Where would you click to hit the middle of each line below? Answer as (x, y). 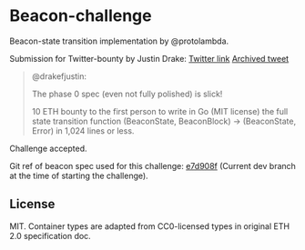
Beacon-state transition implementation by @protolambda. (119, 41)
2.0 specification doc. (50, 235)
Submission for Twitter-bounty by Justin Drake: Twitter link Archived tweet (149, 58)
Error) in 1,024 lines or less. (83, 130)
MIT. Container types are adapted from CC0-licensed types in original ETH (149, 226)
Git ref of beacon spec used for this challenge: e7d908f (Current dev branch (152, 165)
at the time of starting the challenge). (79, 175)
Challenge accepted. (49, 148)
